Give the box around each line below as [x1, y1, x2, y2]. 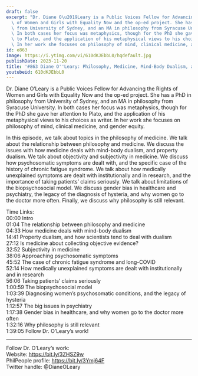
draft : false [6, 8, 38, 15]
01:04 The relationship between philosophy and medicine [6, 221, 146, 228]
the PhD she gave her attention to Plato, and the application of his [6, 110, 166, 117]
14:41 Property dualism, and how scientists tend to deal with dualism [6, 234, 172, 241]
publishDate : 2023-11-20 [6, 58, 67, 64]
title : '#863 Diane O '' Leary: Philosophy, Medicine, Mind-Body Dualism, [6, 63, 189, 70]
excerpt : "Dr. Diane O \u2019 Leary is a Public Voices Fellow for [6, 14, 170, 20]
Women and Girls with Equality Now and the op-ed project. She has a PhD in [6, 91, 192, 99]
